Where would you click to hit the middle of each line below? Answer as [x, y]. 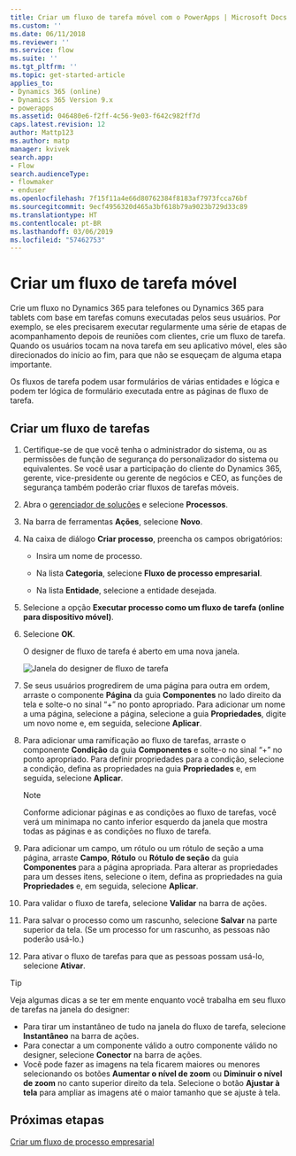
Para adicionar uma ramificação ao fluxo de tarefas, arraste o [134, 740]
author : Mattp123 [42, 133]
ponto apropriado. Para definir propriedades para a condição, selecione [153, 759]
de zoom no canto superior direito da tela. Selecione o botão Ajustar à [152, 1083]
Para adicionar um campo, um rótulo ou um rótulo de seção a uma [143, 848]
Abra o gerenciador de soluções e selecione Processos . [125, 504]
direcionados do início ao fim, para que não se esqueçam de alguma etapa [146, 355]
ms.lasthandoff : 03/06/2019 [62, 231]
